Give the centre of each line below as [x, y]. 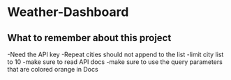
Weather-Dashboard [68, 12]
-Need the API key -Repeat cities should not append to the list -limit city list [115, 54]
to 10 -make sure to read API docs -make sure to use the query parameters [115, 62]
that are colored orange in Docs [53, 69]
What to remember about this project [89, 38]
